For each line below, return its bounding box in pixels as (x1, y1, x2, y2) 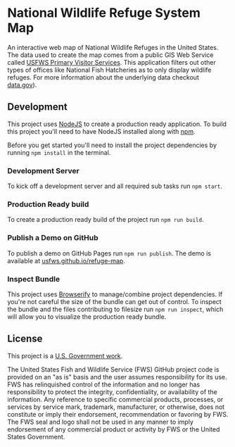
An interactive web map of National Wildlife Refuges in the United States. (7, 43, 219, 51)
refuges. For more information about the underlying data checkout (7, 73, 199, 82)
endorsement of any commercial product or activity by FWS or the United (7, 424, 220, 434)
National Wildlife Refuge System (7, 5, 201, 21)
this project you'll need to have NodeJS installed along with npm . (7, 127, 196, 135)
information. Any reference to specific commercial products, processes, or (7, 395, 224, 403)
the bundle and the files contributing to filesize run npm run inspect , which (7, 305, 224, 313)
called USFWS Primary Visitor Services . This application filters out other (7, 58, 216, 66)
